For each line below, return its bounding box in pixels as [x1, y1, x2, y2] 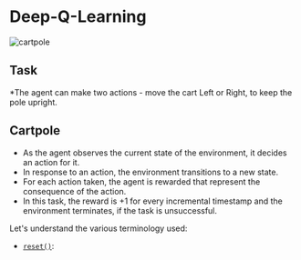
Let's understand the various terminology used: [9, 223, 188, 234]
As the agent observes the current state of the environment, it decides [22, 147, 287, 158]
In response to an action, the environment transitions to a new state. [22, 166, 279, 177]
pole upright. [9, 96, 57, 107]
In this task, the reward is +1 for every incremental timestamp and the [22, 195, 283, 206]
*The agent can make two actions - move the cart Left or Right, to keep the [9, 86, 293, 97]
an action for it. [22, 156, 80, 167]
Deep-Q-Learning [9, 6, 147, 27]
